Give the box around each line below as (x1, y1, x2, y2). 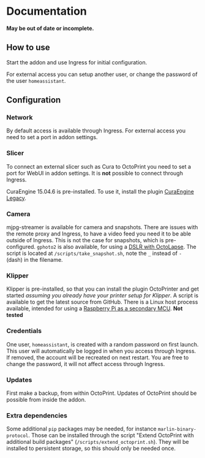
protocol (6, 433, 29, 439)
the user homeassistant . (6, 77, 66, 84)
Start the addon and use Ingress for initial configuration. (6, 58, 147, 66)
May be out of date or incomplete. (6, 25, 94, 32)
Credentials (6, 327, 42, 335)
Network (6, 113, 33, 122)
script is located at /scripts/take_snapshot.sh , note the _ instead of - (6, 250, 182, 257)
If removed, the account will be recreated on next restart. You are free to (6, 354, 189, 361)
